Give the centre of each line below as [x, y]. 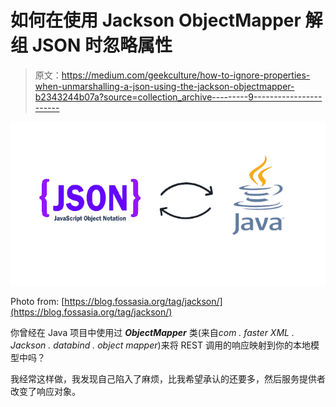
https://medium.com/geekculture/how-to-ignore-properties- [186, 75]
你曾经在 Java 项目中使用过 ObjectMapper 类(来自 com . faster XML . [152, 332]
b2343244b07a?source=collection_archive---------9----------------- [178, 97]
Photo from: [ [37, 301]
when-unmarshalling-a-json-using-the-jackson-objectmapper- [164, 86]
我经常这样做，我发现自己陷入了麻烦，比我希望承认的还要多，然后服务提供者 [168, 378]
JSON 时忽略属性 [102, 45]
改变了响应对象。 [45, 391]
